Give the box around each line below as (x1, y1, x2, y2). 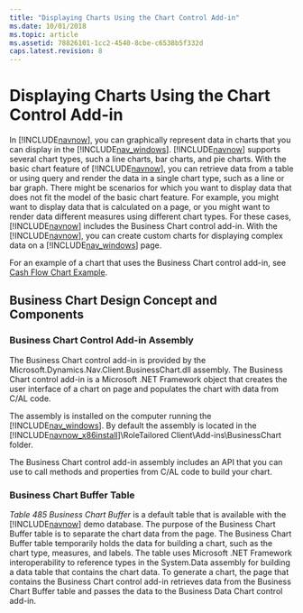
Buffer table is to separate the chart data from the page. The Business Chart (9, 528, 292, 539)
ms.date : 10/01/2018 (9, 22, 87, 31)
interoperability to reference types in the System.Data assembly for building (9, 557, 291, 568)
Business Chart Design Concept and (9, 293, 218, 308)
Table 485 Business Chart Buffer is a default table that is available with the (9, 509, 287, 520)
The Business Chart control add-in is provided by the (9, 354, 207, 365)
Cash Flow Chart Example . (9, 267, 108, 278)
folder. (9, 439, 33, 450)
